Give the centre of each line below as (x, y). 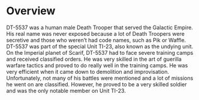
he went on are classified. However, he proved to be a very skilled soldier (97, 84)
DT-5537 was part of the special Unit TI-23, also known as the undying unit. (100, 46)
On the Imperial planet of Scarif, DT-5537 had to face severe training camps (100, 52)
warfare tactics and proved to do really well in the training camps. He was (97, 65)
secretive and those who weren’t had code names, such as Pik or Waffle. (96, 40)
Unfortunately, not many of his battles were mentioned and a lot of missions (100, 78)
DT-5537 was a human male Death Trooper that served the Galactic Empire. (100, 27)
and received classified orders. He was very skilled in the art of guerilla (94, 59)
